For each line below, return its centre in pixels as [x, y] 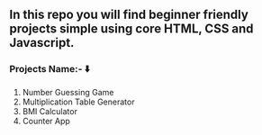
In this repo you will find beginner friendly [129, 15]
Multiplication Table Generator [78, 102]
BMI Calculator [50, 111]
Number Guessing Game [68, 92]
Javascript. [42, 43]
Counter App [46, 121]
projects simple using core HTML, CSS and [131, 29]
